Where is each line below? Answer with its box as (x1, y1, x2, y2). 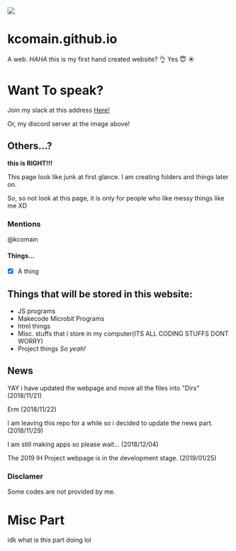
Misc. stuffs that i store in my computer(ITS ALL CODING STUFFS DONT (17, 329, 229, 338)
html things (17, 322, 51, 331)
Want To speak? (7, 82, 104, 98)
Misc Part (7, 512, 65, 528)
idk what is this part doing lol (7, 535, 91, 545)
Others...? (7, 140, 52, 152)
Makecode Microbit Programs (17, 314, 105, 323)
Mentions (7, 219, 41, 229)
